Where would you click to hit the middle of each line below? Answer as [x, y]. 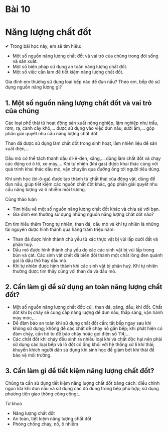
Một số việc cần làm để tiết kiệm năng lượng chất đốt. [68, 72]
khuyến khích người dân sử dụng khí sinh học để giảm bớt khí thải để [83, 350]
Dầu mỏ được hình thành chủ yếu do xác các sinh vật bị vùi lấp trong [83, 249]
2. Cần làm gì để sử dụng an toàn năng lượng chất [84, 287]
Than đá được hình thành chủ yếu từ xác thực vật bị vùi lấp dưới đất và [85, 239]
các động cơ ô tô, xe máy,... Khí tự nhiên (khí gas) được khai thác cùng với [81, 163]
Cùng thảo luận [21, 199]
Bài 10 [18, 9]
